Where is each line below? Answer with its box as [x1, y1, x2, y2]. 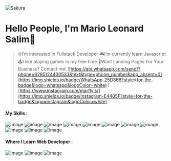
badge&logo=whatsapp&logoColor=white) [17, 82, 107, 88]
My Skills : [5, 110, 28, 116]
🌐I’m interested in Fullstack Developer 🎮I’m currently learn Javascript [17, 51, 166, 57]
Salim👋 [5, 34, 36, 45]
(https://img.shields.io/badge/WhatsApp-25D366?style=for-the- [17, 77, 154, 83]
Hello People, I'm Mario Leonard [5, 23, 144, 34]
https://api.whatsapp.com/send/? [70, 65, 141, 72]
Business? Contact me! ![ [17, 65, 71, 72]
